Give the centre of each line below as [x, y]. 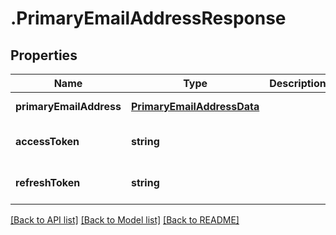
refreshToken [48, 182]
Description [298, 83]
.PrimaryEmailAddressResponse [148, 18]
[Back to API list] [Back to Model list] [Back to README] [125, 220]
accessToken [47, 141]
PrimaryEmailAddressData [195, 106]
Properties [44, 55]
